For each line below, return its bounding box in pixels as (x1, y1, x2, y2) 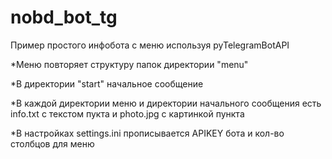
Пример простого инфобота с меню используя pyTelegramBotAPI (10, 39, 290, 51)
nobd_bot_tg (10, 6, 118, 29)
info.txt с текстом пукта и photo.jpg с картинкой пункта (10, 107, 245, 120)
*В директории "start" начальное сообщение (10, 77, 204, 90)
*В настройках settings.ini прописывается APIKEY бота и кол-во (10, 127, 285, 139)
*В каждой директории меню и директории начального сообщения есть (10, 97, 322, 109)
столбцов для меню (10, 137, 95, 150)
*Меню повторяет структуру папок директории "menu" (10, 58, 249, 70)
